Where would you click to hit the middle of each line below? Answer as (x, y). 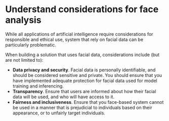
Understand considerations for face (82, 9)
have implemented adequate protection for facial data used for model (85, 80)
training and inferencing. (38, 86)
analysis (23, 20)
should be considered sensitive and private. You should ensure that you (87, 75)
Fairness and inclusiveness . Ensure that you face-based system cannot (88, 102)
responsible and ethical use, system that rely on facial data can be (74, 39)
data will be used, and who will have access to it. (64, 97)
